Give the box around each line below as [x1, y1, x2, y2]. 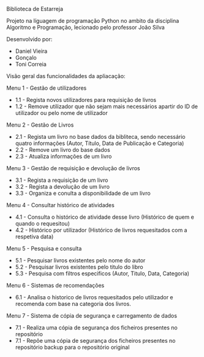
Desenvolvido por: [6, 36, 53, 42]
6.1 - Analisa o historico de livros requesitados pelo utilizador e [15, 294, 173, 300]
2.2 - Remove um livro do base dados [15, 146, 110, 153]
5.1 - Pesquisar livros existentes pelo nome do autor [15, 257, 146, 264]
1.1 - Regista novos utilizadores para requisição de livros [15, 96, 157, 103]
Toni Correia [15, 61, 47, 68]
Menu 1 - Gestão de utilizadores [6, 84, 87, 92]
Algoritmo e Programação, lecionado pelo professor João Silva [6, 24, 165, 31]
